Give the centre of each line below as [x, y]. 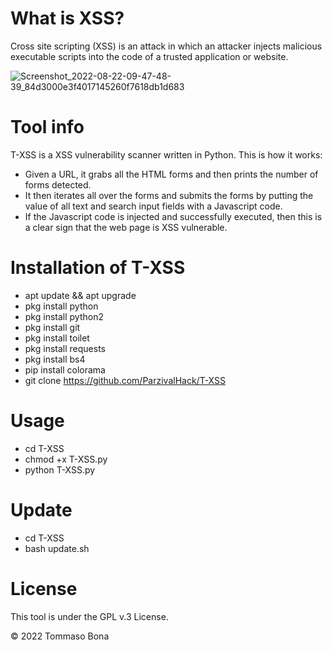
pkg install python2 [64, 316]
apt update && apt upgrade [80, 295]
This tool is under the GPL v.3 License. [89, 616]
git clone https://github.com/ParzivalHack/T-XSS [125, 380]
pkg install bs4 [55, 359]
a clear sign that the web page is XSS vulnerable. [126, 227]
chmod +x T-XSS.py [66, 459]
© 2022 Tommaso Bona [60, 636]
